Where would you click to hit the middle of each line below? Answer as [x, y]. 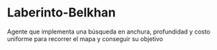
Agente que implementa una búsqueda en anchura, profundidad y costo [109, 32]
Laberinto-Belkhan [62, 13]
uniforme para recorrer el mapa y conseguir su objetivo [85, 38]
